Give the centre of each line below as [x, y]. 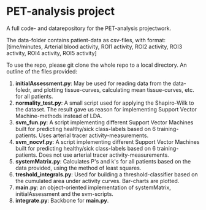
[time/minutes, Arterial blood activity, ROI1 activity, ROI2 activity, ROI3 [94, 47]
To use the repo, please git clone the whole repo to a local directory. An [97, 65]
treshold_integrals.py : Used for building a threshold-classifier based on [106, 174]
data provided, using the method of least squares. [78, 168]
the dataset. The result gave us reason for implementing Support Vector [106, 109]
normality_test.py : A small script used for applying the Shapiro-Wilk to [105, 103]
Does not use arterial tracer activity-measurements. [104, 155]
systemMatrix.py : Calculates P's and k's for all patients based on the [103, 161]
